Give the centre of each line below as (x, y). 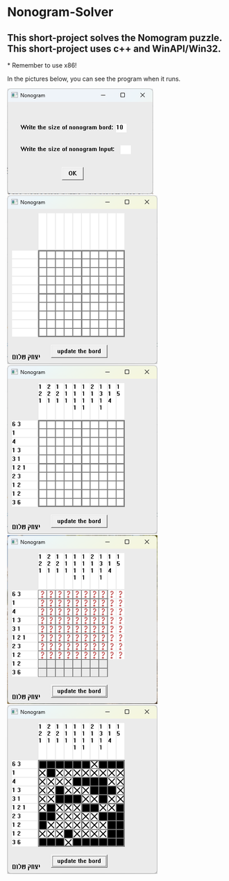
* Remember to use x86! (42, 65)
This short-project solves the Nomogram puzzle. (115, 38)
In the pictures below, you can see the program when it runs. (94, 79)
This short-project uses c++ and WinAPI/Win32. (114, 48)
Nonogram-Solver (60, 12)
